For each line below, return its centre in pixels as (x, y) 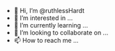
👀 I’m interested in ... (43, 18)
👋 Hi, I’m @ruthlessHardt (49, 11)
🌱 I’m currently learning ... (51, 25)
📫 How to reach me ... (46, 40)
